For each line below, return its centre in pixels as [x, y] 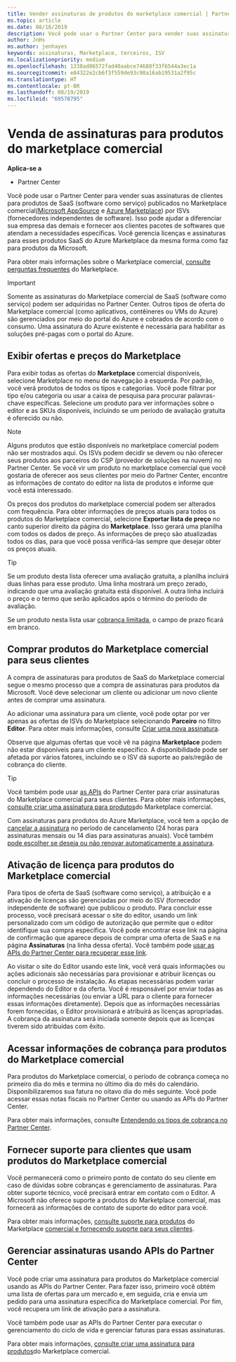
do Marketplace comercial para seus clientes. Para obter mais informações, [117, 799]
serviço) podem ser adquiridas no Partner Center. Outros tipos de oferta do [116, 304]
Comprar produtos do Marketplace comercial [108, 649]
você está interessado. [40, 490]
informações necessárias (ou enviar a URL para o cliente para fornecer [110, 996]
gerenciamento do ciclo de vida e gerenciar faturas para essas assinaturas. [116, 1330]
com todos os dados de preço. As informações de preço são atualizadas [112, 533]
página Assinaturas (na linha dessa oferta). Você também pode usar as [111, 946]
